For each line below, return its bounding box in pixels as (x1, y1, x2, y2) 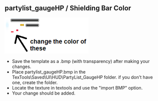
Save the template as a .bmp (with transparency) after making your (11, 58, 150, 64)
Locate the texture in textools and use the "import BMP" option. (11, 84, 143, 90)
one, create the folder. (11, 79, 58, 85)
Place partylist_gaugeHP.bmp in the (11, 68, 86, 74)
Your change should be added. (11, 90, 75, 96)
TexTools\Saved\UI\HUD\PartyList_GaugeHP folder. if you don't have (11, 74, 153, 80)
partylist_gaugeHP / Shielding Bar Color (4, 4, 131, 12)
